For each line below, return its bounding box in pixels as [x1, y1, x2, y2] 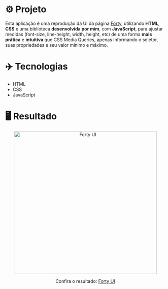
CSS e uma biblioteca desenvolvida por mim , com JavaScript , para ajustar [5, 25, 163, 31]
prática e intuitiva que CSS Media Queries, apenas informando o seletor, [5, 37, 158, 43]
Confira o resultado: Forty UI [55, 278, 115, 284]
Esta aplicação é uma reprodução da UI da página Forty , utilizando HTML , [5, 20, 160, 26]
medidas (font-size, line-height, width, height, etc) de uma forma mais [5, 31, 152, 37]
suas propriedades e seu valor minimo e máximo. [5, 42, 108, 48]
